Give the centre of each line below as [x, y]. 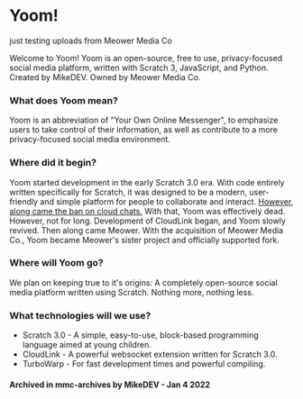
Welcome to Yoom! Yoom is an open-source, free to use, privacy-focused [146, 58]
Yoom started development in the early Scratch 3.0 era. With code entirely [147, 182]
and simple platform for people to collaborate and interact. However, [167, 201]
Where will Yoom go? [56, 263]
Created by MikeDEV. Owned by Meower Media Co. [105, 77]
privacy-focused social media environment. [90, 140]
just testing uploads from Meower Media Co [91, 41]
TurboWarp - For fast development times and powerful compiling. [144, 364]
